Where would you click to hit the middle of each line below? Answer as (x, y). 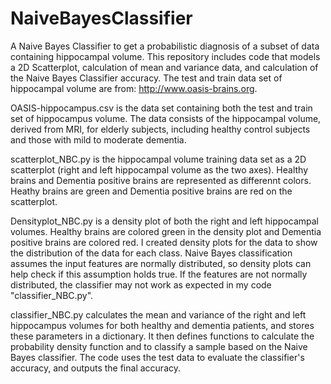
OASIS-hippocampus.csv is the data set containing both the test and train (161, 108)
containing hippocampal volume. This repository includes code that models (165, 56)
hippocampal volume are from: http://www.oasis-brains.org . (134, 88)
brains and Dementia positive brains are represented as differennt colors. (161, 180)
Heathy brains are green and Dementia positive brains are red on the (151, 191)
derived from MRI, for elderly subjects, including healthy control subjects (160, 129)
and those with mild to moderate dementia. (98, 139)
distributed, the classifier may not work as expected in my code (141, 284)
